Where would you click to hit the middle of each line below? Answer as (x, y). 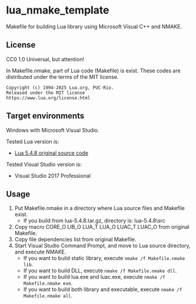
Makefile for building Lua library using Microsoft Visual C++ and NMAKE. (94, 26)
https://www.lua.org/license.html (48, 98)
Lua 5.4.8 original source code (51, 153)
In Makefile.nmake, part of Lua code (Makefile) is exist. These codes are (93, 71)
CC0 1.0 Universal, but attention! (45, 59)
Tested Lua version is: (33, 141)
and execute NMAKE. (40, 252)
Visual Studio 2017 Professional (53, 176)
